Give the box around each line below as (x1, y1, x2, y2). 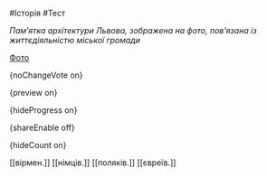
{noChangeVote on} (9, 70, 83, 80)
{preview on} (9, 88, 58, 98)
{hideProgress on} (9, 105, 78, 116)
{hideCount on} (9, 140, 67, 150)
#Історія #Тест (9, 8, 66, 18)
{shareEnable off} (9, 122, 75, 133)
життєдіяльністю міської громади (9, 35, 141, 45)
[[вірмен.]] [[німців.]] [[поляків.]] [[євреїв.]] (9, 157, 176, 168)
